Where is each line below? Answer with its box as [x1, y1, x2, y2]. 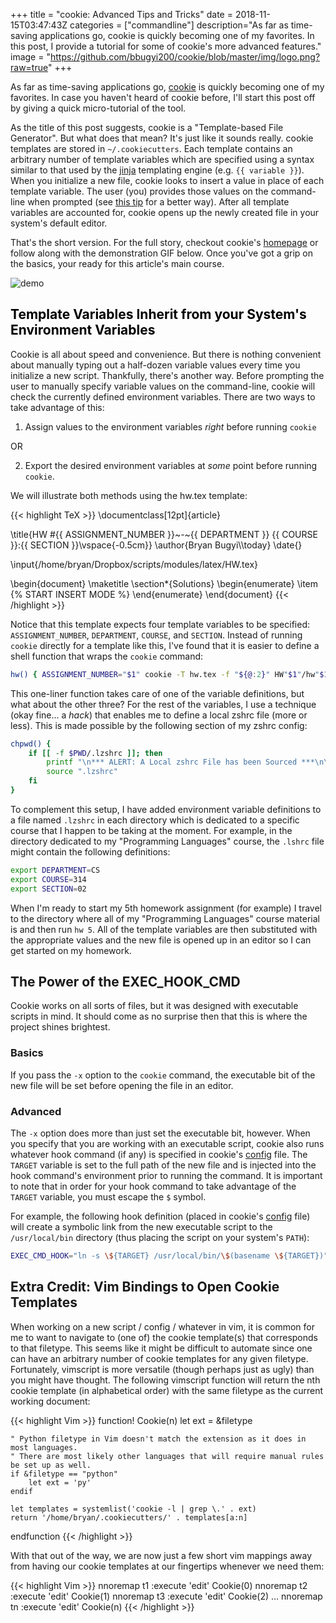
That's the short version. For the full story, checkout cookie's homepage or [10, 237, 319, 248]
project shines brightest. [10, 1021, 111, 1033]
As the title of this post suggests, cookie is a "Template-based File [10, 122, 284, 133]
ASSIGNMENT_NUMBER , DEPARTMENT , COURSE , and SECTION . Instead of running [10, 629, 303, 641]
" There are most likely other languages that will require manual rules [10, 1451, 325, 1461]
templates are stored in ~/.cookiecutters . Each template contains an [10, 143, 293, 154]
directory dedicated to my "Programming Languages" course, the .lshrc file [10, 835, 325, 847]
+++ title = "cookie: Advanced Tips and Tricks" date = [10, 9, 233, 20]
